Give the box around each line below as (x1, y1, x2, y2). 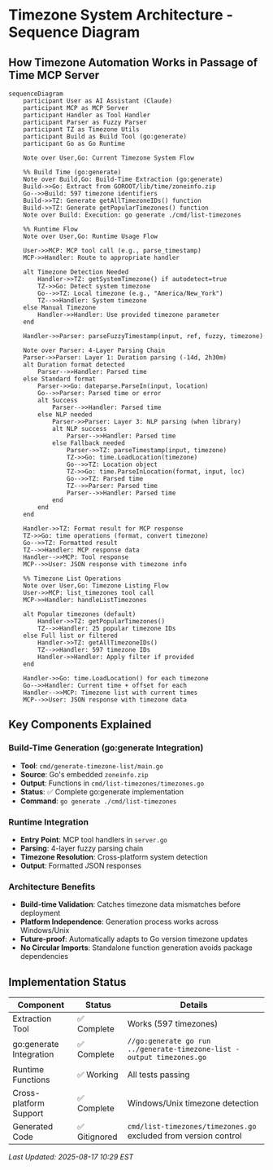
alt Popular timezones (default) (23, 610, 136, 618)
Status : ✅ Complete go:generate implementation (19, 786, 184, 796)
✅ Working (76, 1069, 119, 1080)
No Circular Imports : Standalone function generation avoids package (19, 943, 253, 952)
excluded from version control (127, 1130, 242, 1141)
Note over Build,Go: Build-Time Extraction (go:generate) (23, 175, 223, 183)
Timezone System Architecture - (8, 6, 234, 24)
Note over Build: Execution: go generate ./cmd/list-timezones (23, 211, 242, 219)
